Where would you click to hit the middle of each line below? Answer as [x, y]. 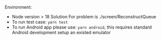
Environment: [18, 7]
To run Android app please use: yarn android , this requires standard [82, 27]
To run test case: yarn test [40, 22]
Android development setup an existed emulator [61, 32]
